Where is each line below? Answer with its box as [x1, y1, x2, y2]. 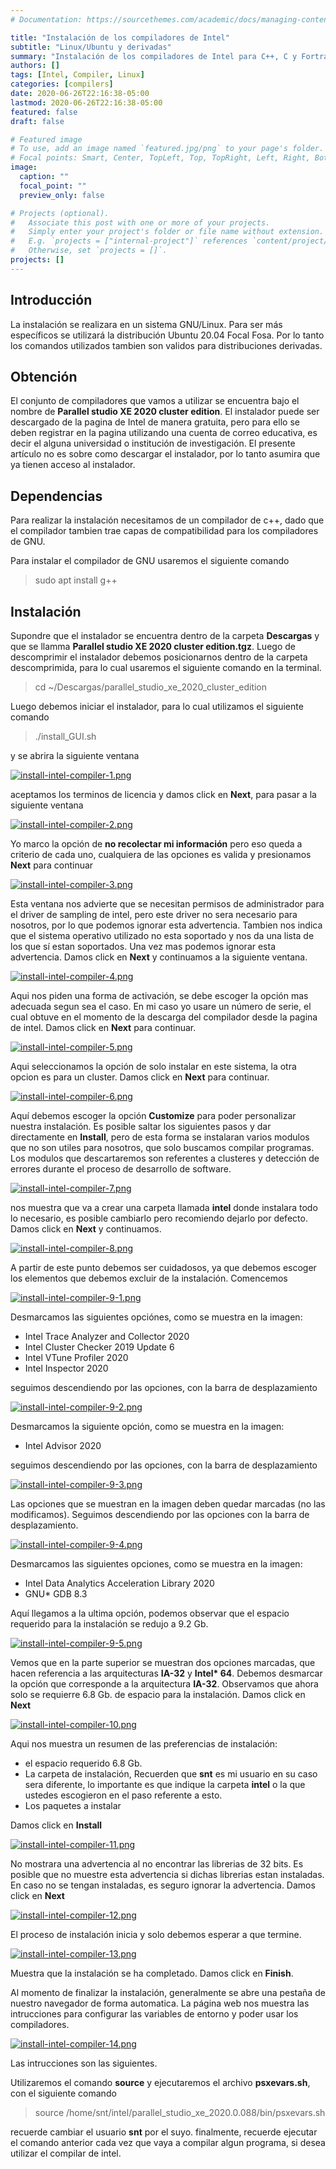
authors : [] [10, 61, 60, 71]
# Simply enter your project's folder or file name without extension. [10, 227, 325, 237]
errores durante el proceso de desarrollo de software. [10, 1163, 232, 1175]
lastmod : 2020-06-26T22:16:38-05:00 [10, 97, 163, 108]
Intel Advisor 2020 [24, 1440, 102, 1451]
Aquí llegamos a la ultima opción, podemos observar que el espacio [10, 1607, 290, 1619]
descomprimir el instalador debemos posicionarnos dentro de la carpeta [10, 651, 308, 663]
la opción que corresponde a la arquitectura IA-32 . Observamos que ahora [10, 1678, 319, 1690]
